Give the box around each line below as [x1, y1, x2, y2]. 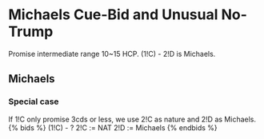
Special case [8, 96, 59, 107]
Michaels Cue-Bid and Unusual [8, 6, 218, 24]
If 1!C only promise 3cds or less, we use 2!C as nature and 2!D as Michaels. [8, 114, 256, 124]
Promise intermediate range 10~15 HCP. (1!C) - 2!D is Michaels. [8, 49, 216, 58]
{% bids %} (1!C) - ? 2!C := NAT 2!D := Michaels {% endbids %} [8, 122, 218, 133]
